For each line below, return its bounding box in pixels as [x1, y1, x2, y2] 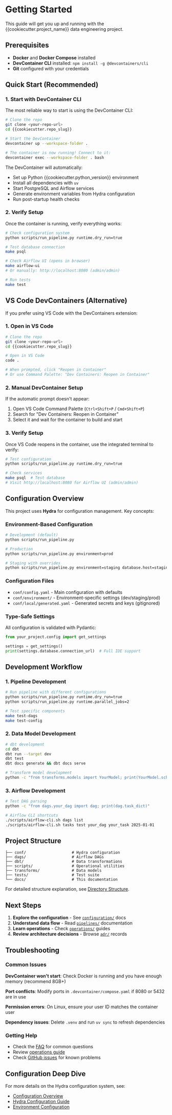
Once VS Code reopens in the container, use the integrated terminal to [5, 441, 154, 447]
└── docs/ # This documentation [5, 877, 118, 882]
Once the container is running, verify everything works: [5, 220, 122, 226]
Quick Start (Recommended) [5, 81, 99, 89]
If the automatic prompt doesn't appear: [5, 396, 90, 402]
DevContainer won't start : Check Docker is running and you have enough [5, 973, 162, 979]
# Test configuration [5, 456, 52, 462]
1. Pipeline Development [5, 678, 67, 685]
